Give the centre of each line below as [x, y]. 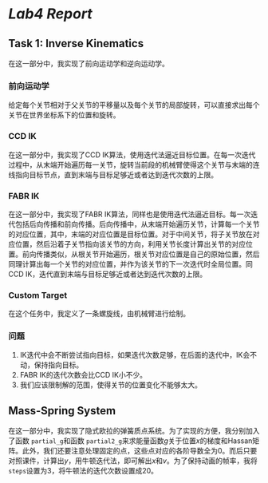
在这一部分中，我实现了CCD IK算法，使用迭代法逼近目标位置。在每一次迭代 [132, 154]
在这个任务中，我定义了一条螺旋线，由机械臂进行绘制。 [99, 314]
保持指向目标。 [59, 365]
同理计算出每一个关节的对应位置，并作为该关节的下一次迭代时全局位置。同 [130, 263]
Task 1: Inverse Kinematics [76, 44]
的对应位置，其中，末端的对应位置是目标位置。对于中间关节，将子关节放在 [130, 234]
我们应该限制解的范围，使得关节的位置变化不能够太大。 [110, 385]
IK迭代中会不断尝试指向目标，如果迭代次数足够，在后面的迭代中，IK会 [135, 355]
